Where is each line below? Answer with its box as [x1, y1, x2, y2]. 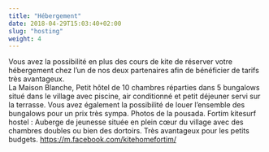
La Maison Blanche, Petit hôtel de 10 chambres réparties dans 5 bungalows [8, 83, 260, 93]
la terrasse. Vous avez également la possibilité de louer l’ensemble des [8, 100, 245, 110]
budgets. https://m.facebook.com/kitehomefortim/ [8, 135, 177, 145]
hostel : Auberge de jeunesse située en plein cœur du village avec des [8, 117, 244, 127]
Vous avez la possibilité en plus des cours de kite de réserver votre [8, 57, 233, 67]
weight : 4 [8, 34, 42, 43]
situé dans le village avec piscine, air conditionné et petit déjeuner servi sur [8, 91, 261, 102]
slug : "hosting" [8, 27, 63, 35]
